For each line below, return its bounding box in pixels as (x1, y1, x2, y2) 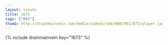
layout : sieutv (5, 7, 37, 12)
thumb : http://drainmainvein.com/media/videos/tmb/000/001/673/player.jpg (5, 21, 164, 26)
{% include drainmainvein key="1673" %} (5, 35, 90, 41)
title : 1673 (5, 12, 30, 17)
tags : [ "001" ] (5, 16, 35, 21)
